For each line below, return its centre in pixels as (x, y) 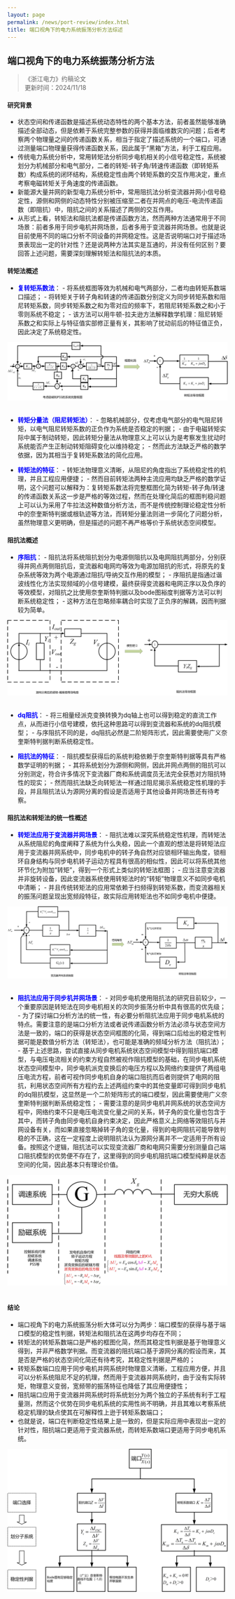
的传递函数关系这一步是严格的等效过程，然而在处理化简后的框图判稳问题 (121, 496)
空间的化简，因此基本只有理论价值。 (70, 1164)
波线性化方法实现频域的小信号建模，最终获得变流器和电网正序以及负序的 (121, 583)
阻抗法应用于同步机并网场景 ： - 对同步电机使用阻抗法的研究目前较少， (119, 998)
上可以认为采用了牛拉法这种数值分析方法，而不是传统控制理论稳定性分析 (121, 505)
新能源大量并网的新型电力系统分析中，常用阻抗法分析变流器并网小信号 (119, 192)
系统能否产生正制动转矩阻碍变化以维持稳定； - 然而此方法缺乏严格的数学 (122, 446)
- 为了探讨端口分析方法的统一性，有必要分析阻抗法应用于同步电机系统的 (121, 1015)
